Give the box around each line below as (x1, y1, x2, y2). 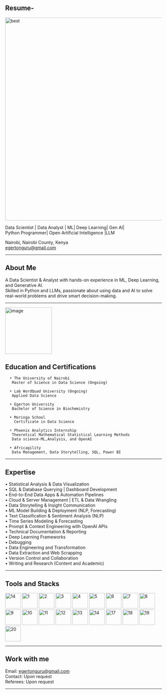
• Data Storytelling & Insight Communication (5, 502, 96, 509)
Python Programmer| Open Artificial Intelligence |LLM (5, 230, 115, 236)
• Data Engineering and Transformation (5, 544, 86, 551)
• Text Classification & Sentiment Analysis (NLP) (5, 513, 104, 519)
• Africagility (9, 445, 41, 450)
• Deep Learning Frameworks (5, 534, 66, 540)
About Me (5, 263, 36, 272)
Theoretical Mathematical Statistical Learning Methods (11, 433, 130, 437)
